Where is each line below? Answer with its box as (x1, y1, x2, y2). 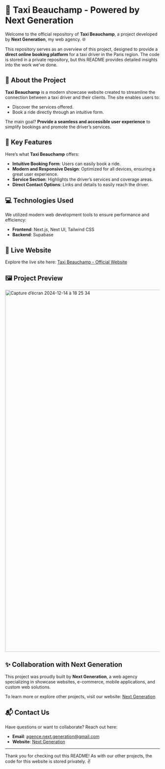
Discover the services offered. (12, 104, 74, 110)
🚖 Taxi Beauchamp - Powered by (5, 4, 140, 16)
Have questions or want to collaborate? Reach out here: (5, 724, 118, 730)
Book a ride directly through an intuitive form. (12, 109, 104, 115)
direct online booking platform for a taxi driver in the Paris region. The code (5, 51, 160, 57)
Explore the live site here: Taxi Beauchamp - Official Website (5, 259, 128, 265)
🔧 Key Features (5, 138, 53, 146)
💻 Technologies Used (5, 196, 74, 204)
